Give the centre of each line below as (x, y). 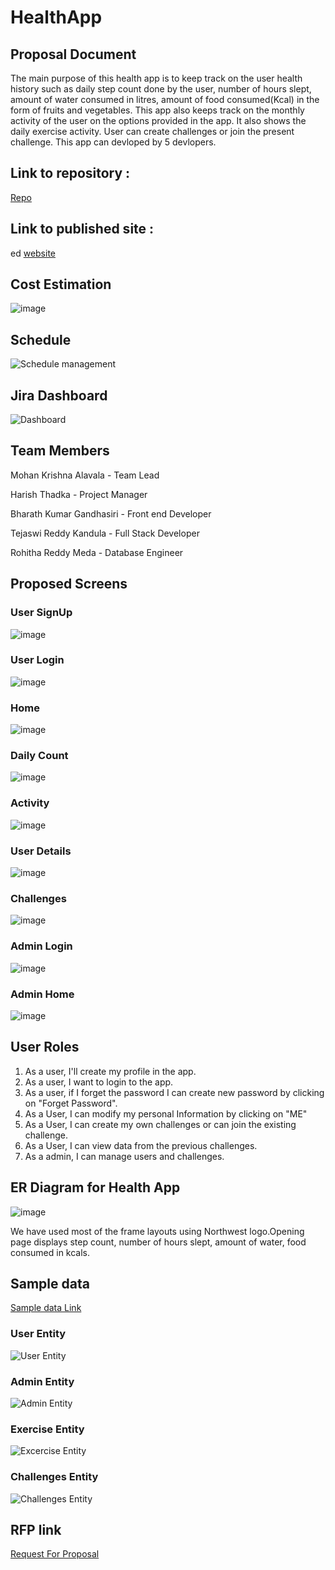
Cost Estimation (61, 284)
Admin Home (42, 994)
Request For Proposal (55, 1554)
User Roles (45, 1047)
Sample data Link (46, 1308)
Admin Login (41, 946)
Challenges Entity (54, 1477)
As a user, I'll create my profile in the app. (110, 1071)
